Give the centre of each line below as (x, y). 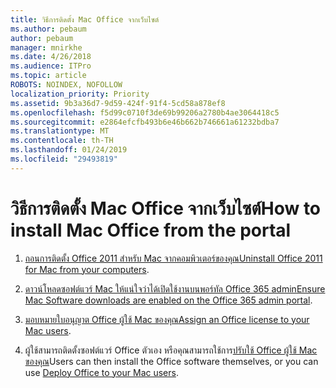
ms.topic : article (48, 76)
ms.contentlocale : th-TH (62, 141)
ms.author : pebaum (48, 29)
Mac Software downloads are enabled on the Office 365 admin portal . (168, 300)
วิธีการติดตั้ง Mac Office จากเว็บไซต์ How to (166, 208)
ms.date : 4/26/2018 (51, 57)
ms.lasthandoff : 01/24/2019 (69, 150)
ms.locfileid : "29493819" (64, 159)
